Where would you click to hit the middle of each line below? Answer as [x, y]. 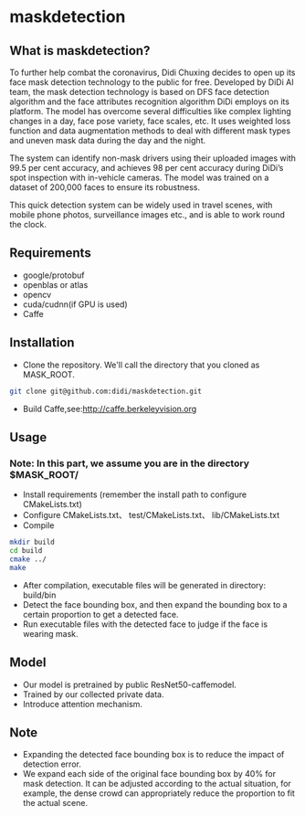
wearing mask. [50, 633]
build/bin [39, 595]
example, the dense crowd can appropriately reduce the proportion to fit [158, 793]
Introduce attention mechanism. [83, 704]
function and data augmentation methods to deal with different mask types [150, 131]
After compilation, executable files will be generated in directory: [144, 585]
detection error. [52, 764]
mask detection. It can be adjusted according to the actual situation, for [157, 784]
